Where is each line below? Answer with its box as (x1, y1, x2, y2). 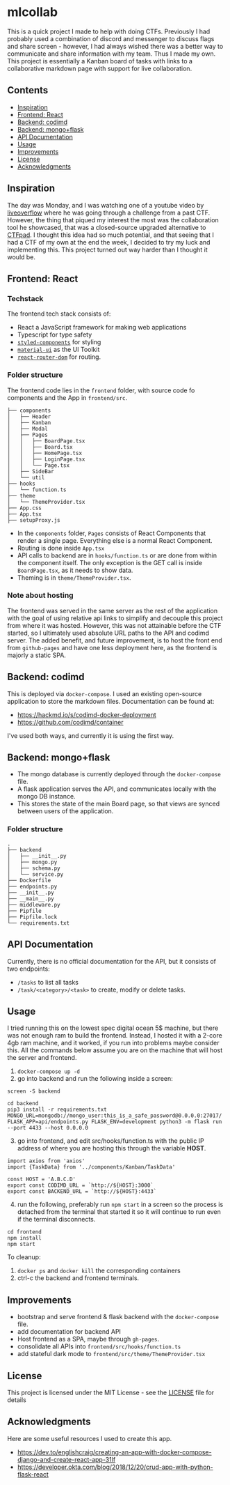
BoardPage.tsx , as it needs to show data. (17, 566, 133, 574)
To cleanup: (7, 1253, 41, 1261)
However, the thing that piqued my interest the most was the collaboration (7, 215, 219, 224)
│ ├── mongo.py (7, 859, 58, 865)
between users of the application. (17, 807, 114, 815)
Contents (7, 84, 49, 96)
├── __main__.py (7, 895, 54, 902)
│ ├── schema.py (7, 865, 60, 872)
